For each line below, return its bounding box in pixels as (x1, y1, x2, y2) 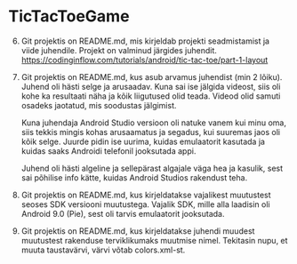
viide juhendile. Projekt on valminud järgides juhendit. (20, 44, 217, 55)
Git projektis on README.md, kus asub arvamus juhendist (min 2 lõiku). (20, 71, 283, 82)
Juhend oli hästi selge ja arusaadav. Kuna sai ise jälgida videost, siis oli (20, 81, 281, 92)
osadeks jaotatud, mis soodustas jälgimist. (20, 100, 177, 110)
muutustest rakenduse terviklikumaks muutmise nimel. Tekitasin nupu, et (20, 235, 288, 245)
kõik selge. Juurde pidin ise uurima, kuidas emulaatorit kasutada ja (20, 136, 266, 147)
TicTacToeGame (8, 6, 130, 27)
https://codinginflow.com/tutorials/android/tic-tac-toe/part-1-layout (20, 54, 269, 65)
